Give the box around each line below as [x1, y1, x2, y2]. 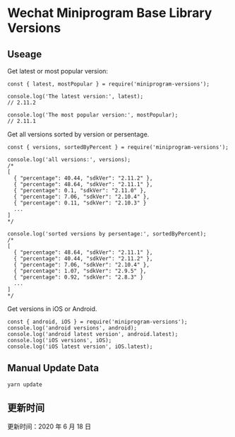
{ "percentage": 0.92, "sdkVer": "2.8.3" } [13, 274, 143, 281]
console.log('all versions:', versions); [7, 156, 131, 163]
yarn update [7, 380, 42, 388]
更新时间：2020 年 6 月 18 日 [7, 422, 92, 431]
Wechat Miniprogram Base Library [7, 5, 212, 21]
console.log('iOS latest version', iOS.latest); [7, 343, 153, 350]
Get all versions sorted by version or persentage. [7, 130, 150, 139]
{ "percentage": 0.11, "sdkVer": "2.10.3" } [13, 199, 147, 206]
